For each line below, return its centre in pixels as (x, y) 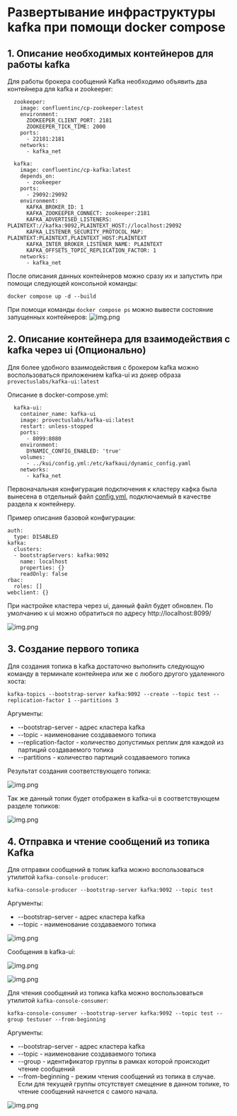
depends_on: (37, 176)
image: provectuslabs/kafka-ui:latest (77, 420)
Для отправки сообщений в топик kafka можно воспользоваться (106, 870)
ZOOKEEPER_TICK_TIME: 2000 (66, 127)
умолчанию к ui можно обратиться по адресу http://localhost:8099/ (109, 613)
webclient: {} (28, 592)
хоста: (17, 681)
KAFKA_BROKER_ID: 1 (54, 207)
